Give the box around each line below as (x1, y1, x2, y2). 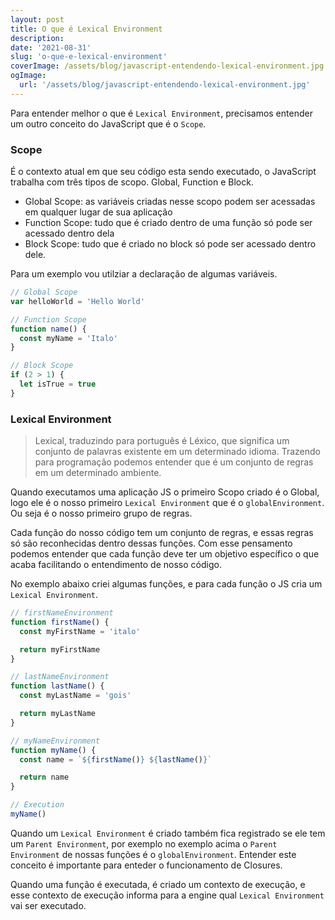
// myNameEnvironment (10, 736, 101, 746)
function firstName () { (10, 617, 110, 627)
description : (10, 33, 65, 43)
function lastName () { (10, 681, 105, 691)
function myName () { (10, 745, 97, 755)
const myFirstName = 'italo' (19, 626, 141, 636)
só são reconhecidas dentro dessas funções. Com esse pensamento (10, 537, 293, 550)
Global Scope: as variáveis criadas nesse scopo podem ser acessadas (24, 196, 316, 208)
